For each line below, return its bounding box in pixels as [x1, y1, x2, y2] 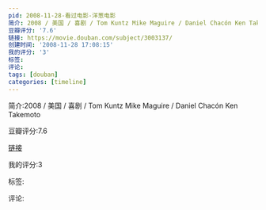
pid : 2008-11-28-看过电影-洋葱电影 [8, 11, 116, 20]
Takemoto [8, 109, 41, 119]
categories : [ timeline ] [8, 78, 87, 86]
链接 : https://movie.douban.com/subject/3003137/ [8, 33, 173, 42]
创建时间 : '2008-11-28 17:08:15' [8, 41, 114, 49]
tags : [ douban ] [8, 71, 59, 78]
